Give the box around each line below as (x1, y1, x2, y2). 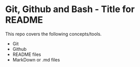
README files (12, 51, 41, 57)
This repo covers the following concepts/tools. (5, 31, 102, 37)
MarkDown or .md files (12, 56, 60, 62)
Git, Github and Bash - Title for (5, 4, 135, 15)
